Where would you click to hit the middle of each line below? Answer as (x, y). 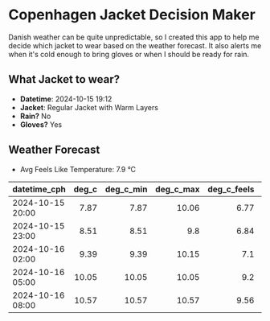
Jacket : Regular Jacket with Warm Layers (89, 107)
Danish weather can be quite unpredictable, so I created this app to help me (134, 37)
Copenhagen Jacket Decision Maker (132, 15)
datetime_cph (39, 189)
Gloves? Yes (41, 124)
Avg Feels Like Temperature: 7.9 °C (78, 169)
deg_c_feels (231, 189)
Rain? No (35, 116)
